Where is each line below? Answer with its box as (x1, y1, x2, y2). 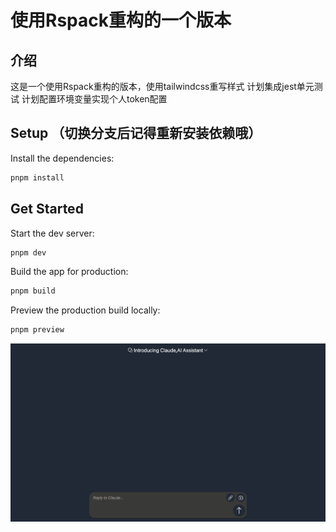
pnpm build (10, 286, 56, 296)
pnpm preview (10, 325, 65, 335)
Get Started (10, 201, 84, 218)
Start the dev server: (10, 227, 95, 239)
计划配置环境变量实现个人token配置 (21, 93, 168, 105)
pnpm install (10, 172, 65, 183)
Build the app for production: (10, 266, 129, 278)
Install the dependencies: (10, 152, 115, 164)
